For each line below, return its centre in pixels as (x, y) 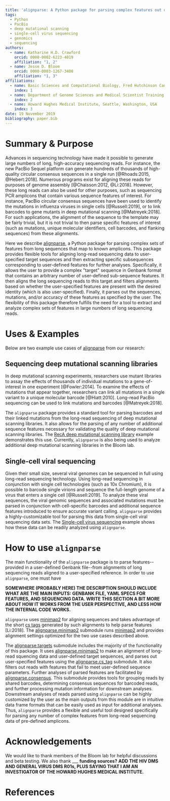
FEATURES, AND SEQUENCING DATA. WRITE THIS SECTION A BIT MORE (83, 599)
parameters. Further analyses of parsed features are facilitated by (74, 672)
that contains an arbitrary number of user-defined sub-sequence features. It (85, 275)
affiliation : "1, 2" (36, 62)
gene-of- (143, 381)
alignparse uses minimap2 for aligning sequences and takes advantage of (83, 620)
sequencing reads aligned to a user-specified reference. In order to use (80, 573)
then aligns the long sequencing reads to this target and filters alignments (82, 281)
